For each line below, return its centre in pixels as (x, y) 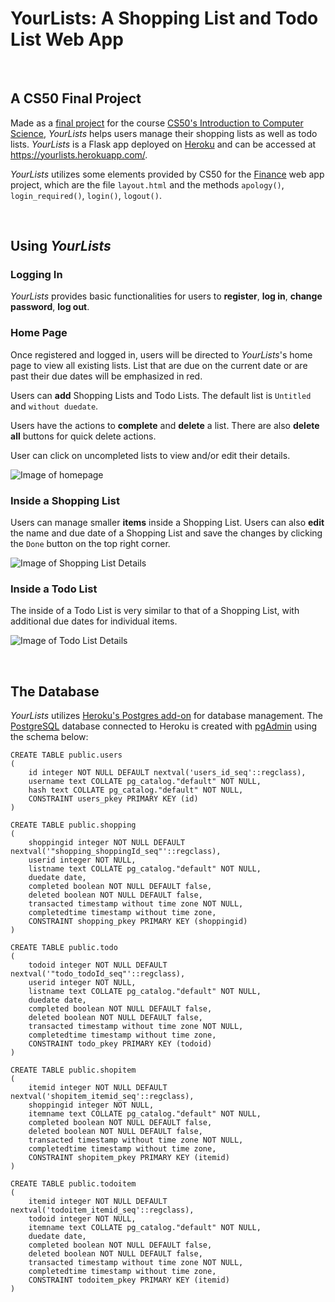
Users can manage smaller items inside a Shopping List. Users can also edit (167, 523)
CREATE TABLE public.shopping (73, 825)
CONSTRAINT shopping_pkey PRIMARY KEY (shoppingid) (138, 922)
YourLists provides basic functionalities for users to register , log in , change (166, 296)
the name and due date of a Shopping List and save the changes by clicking (166, 533)
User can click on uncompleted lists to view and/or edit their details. (150, 455)
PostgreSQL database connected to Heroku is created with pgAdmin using (164, 726)
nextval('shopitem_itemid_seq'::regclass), (102, 1097)
